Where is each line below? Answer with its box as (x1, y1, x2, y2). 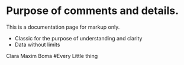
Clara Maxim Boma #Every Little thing (6, 52, 98, 59)
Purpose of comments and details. (6, 4, 179, 18)
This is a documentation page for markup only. (6, 23, 120, 30)
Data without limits (14, 41, 60, 48)
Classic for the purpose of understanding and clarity (14, 35, 143, 42)
